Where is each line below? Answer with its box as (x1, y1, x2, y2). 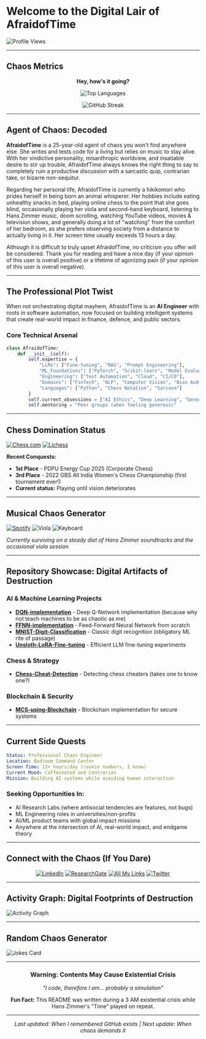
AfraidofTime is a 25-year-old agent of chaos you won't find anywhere (6, 141, 187, 149)
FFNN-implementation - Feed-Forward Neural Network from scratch (15, 621, 190, 629)
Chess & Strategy (6, 656, 59, 664)
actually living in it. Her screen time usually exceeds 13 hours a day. (6, 232, 177, 239)
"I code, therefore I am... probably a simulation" (42, 984, 164, 992)
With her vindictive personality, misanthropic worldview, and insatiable (6, 154, 185, 161)
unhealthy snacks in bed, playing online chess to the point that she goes (6, 198, 189, 206)
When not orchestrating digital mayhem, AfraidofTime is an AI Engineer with (6, 303, 200, 310)
